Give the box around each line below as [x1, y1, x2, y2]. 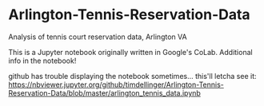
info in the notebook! [8, 56, 77, 65]
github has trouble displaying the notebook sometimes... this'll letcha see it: [8, 71, 257, 80]
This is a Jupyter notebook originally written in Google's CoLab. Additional [8, 47, 254, 57]
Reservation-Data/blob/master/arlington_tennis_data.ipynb [8, 88, 202, 97]
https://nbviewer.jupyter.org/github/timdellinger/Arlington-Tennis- [8, 80, 224, 89]
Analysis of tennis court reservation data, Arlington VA [8, 32, 187, 41]
